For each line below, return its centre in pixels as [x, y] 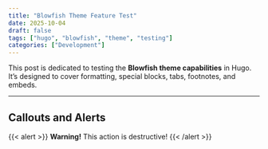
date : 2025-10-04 [37, 23]
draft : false [30, 30]
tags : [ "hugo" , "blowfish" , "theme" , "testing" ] [91, 38]
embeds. [23, 85]
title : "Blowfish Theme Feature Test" [73, 16]
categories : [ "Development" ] [57, 45]
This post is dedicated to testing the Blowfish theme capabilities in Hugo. [130, 68]
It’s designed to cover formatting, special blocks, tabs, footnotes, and [122, 76]
